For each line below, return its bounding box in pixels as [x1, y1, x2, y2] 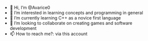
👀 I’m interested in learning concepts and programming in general [9, 10, 143, 16]
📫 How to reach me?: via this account [9, 31, 88, 37]
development [9, 25, 37, 31]
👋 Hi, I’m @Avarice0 [9, 5, 50, 10]
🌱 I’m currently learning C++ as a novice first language [9, 15, 121, 20]
